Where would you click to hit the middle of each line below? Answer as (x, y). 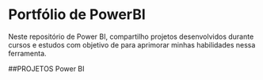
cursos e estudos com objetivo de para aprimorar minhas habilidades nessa (132, 44)
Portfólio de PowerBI (77, 15)
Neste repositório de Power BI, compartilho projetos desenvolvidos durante (131, 36)
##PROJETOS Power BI (46, 68)
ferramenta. (27, 53)
